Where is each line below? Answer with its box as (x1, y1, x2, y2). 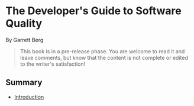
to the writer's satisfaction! (20, 60, 86, 68)
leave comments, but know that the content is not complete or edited (20, 54, 189, 61)
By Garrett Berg (5, 36, 44, 43)
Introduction (14, 93, 44, 100)
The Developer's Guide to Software (5, 4, 182, 18)
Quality (5, 17, 43, 30)
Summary (5, 78, 43, 88)
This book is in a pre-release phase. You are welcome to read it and (20, 47, 185, 54)
